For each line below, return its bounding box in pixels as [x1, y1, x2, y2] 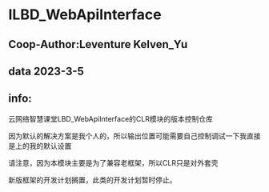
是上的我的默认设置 [8, 141, 72, 150]
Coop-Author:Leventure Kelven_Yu [8, 38, 188, 51]
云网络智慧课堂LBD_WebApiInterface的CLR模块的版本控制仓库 [8, 114, 214, 123]
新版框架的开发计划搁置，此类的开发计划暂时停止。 [8, 174, 177, 185]
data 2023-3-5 [8, 64, 84, 78]
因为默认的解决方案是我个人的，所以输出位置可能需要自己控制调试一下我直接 [8, 130, 261, 141]
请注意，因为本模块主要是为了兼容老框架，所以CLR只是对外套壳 [8, 158, 219, 167]
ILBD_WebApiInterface [8, 6, 162, 24]
